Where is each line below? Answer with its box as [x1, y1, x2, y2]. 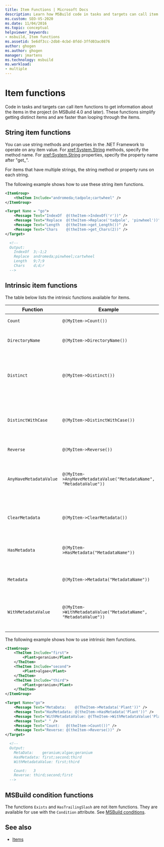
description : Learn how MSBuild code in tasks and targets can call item [5, 12, 159, 17]
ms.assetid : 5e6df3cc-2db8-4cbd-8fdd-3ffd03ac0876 [5, 39, 110, 44]
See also [5, 823, 32, 832]
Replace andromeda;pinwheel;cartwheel [14, 254, 95, 259]
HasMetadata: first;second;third [14, 755, 82, 760]
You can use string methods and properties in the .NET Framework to [5, 141, 144, 147]
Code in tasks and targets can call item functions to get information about [5, 103, 153, 109]
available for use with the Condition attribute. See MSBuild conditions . [5, 809, 146, 815]
